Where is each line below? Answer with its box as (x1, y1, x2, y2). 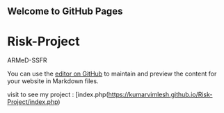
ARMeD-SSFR (7, 56, 47, 64)
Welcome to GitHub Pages (7, 6, 123, 17)
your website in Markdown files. (7, 77, 99, 85)
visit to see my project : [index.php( (7, 90, 109, 99)
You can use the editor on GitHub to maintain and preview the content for (7, 69, 217, 78)
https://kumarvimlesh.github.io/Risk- (108, 90, 213, 99)
